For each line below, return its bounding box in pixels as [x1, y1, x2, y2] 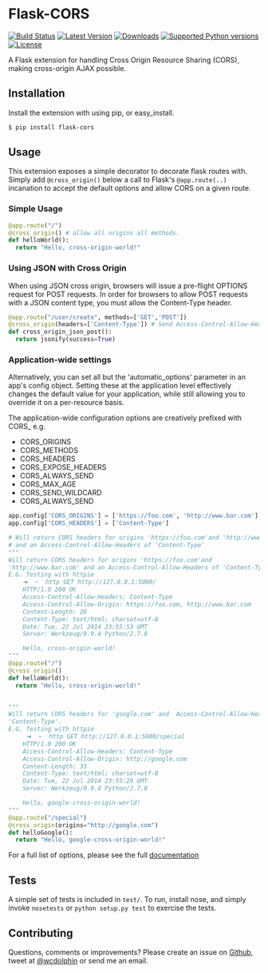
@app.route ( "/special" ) [8, 813, 88, 821]
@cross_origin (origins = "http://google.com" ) [8, 821, 159, 829]
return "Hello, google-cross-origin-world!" [15, 836, 166, 844]
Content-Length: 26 [22, 608, 88, 616]
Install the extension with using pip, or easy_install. [8, 108, 175, 117]
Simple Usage [8, 203, 64, 215]
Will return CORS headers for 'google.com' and [8, 711, 170, 719]
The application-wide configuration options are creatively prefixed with [8, 413, 242, 423]
